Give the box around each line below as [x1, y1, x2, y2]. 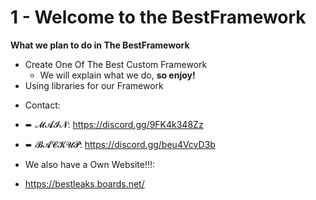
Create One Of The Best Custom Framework [24, 58, 208, 70]
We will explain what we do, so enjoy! [39, 69, 196, 81]
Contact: [24, 99, 61, 111]
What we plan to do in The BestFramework [10, 39, 190, 51]
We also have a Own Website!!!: [24, 158, 156, 170]
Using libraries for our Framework [24, 79, 164, 91]
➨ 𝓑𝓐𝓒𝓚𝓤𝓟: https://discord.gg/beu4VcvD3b [24, 138, 216, 150]
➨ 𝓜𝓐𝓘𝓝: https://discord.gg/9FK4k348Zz [24, 118, 204, 130]
